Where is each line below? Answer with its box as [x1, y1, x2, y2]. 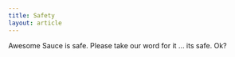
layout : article [8, 19, 62, 27]
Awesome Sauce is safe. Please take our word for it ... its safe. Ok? [8, 40, 227, 50]
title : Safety [8, 11, 56, 20]
